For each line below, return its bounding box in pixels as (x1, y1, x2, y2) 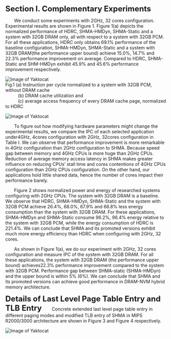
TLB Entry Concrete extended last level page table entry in (5, 303, 153, 313)
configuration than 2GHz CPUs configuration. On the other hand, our (5, 166, 150, 173)
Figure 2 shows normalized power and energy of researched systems (14, 187, 160, 193)
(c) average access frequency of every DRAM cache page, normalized (17, 98, 166, 104)
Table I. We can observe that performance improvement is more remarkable (5, 139, 165, 146)
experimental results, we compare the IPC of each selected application (5, 129, 154, 134)
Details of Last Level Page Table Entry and (5, 294, 161, 304)
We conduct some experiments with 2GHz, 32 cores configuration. (14, 17, 155, 23)
